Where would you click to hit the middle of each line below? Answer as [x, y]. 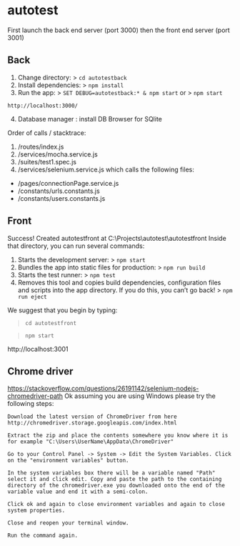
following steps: [31, 404]
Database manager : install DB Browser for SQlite [90, 119]
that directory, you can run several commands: [76, 246]
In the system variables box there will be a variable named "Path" [111, 473]
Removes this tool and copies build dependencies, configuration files [119, 282]
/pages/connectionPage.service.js [68, 183]
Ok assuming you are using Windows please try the [140, 396]
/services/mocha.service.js [57, 154]
